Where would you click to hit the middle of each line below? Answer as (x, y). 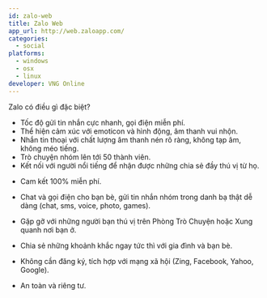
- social (30, 46)
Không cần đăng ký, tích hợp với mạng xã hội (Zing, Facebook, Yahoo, (137, 261)
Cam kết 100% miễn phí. (61, 181)
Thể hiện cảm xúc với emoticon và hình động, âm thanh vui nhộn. (129, 131)
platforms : (27, 53)
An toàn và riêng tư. (53, 285)
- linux (29, 76)
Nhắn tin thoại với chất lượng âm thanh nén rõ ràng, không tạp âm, (130, 139)
